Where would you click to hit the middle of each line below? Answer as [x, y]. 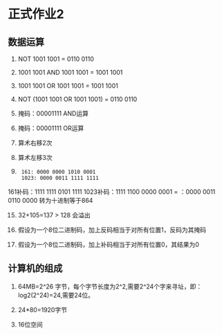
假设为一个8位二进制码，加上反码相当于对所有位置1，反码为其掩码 [112, 230]
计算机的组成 [35, 268]
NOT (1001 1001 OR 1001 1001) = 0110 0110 [77, 99]
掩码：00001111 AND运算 [53, 114]
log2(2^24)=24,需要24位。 [56, 295]
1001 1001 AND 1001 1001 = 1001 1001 [70, 72]
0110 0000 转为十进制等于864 [50, 200]
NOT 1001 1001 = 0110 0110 [56, 59]
